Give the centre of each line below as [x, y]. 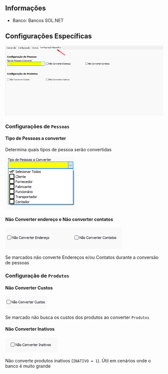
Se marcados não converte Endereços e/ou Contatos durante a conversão [82, 257]
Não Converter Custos [29, 288]
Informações [26, 8]
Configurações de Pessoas [37, 126]
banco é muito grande [28, 366]
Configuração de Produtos [37, 276]
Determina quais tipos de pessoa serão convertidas [58, 149]
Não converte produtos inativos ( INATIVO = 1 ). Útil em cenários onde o [78, 360]
